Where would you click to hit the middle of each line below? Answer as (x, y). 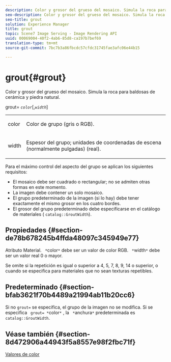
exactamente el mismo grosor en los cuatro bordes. (67, 203)
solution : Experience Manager (37, 24)
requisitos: (16, 172)
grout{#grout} (36, 77)
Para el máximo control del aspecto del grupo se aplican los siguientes (79, 166)
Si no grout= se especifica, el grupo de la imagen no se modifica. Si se (79, 307)
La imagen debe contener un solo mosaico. (58, 192)
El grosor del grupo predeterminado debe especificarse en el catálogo (86, 209)
